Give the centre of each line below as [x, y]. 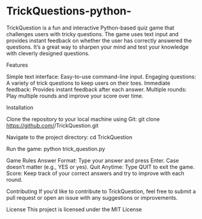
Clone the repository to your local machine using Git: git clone [83, 119]
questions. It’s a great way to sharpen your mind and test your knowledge [97, 47]
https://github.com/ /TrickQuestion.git [52, 125]
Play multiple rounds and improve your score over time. [75, 96]
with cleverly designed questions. [48, 53]
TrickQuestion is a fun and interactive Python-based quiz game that [90, 28]
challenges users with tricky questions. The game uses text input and [93, 34]
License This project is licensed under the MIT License [74, 209]
